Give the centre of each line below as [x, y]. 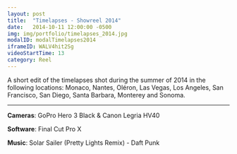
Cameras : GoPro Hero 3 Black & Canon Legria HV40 [84, 115]
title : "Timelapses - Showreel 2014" [64, 20]
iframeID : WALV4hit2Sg [41, 47]
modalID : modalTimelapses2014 [52, 40]
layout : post [26, 14]
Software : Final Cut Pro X [44, 129]
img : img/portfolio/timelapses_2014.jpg [68, 34]
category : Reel [30, 60]
